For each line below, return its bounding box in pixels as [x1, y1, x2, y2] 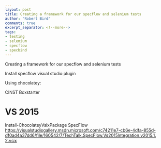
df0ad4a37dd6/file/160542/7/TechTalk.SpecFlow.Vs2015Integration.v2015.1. [5, 132, 156, 138]
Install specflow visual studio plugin [5, 70, 76, 76]
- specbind [5, 48, 27, 52]
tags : [5, 30, 16, 34]
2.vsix [5, 138, 17, 144]
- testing [5, 34, 25, 39]
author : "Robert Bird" [5, 16, 51, 21]
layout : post [5, 7, 31, 12]
